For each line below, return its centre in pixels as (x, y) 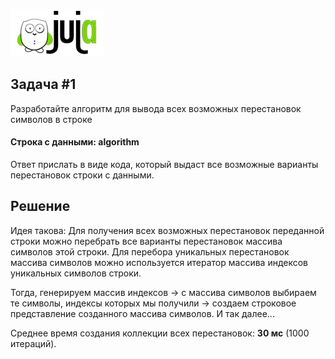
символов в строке (51, 119)
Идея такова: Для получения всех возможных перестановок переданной (167, 230)
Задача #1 (43, 84)
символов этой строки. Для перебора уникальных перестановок (150, 251)
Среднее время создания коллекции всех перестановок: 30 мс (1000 (160, 333)
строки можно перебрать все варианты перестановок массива (146, 241)
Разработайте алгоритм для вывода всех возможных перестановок (156, 108)
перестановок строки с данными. (82, 175)
